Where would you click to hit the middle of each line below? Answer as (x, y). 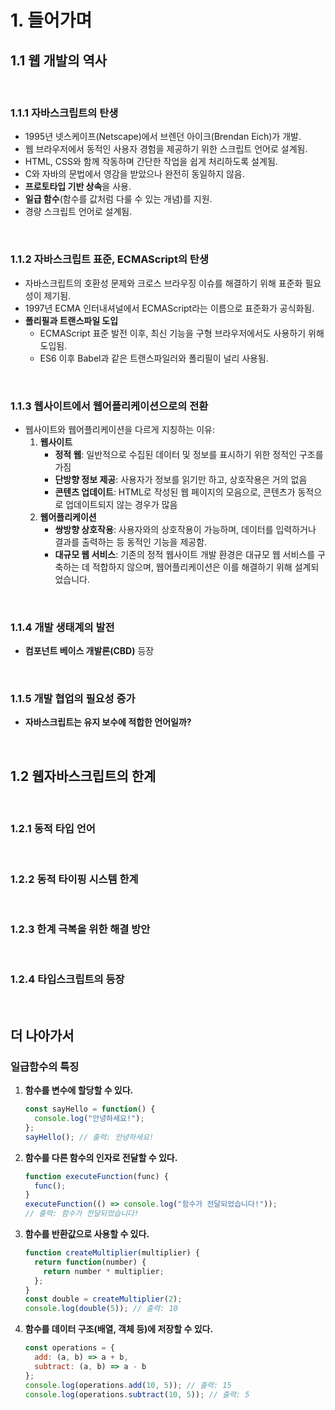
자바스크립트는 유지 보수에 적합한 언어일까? (108, 722)
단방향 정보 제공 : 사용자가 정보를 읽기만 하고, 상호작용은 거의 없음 (181, 479)
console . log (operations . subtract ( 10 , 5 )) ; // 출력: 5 (137, 1394)
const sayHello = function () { (90, 1109)
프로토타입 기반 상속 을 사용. (78, 187)
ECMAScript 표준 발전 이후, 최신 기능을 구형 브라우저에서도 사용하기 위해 (182, 333)
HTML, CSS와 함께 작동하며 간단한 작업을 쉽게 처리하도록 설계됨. (151, 162)
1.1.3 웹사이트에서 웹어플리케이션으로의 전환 (109, 406)
